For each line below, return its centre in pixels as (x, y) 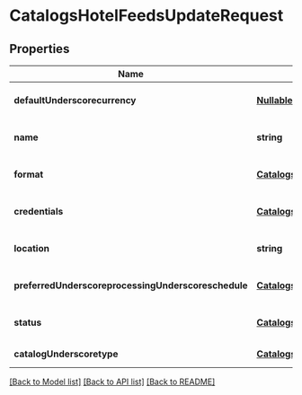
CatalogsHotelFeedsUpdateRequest (147, 16)
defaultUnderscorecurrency (75, 100)
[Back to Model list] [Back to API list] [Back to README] (112, 382)
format (29, 174)
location (31, 248)
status (28, 322)
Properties (40, 49)
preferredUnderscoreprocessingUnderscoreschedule (131, 285)
